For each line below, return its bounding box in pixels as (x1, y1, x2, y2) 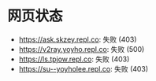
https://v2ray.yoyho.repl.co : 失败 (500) (18, 44, 145, 53)
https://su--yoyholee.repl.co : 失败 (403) (18, 64, 149, 73)
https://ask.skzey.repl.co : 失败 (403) (18, 35, 137, 44)
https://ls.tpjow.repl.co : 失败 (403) (18, 54, 130, 64)
